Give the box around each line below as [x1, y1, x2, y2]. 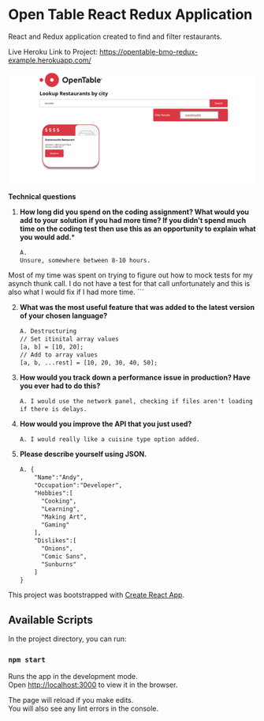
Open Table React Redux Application [8, 6, 253, 24]
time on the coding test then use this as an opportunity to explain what [19, 224, 256, 234]
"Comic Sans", [40, 553, 87, 561]
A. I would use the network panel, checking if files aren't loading [19, 398, 254, 406]
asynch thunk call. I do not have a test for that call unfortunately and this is [8, 279, 251, 289]
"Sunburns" [40, 561, 77, 568]
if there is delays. [19, 406, 87, 413]
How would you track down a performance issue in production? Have [19, 373, 251, 383]
